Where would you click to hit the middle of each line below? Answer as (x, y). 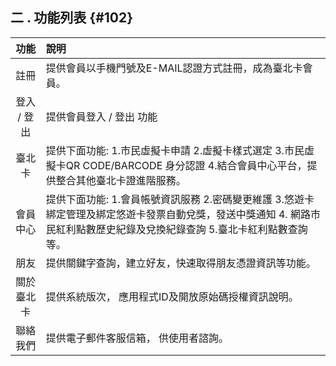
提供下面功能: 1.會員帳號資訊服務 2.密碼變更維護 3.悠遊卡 (180, 199)
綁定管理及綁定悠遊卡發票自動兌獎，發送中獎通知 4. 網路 (178, 214)
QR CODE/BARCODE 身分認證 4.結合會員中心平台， (186, 165)
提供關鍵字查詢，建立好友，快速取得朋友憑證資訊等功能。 (181, 263)
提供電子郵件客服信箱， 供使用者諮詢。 (137, 338)
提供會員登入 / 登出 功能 (101, 116)
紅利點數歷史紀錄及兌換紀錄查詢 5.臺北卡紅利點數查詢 (181, 229)
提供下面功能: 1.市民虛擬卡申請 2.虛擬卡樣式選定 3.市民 (175, 150)
